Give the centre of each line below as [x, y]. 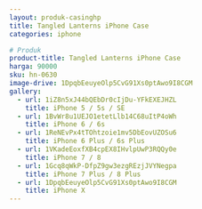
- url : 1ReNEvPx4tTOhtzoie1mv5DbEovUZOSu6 [97, 133]
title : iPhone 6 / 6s [65, 125]
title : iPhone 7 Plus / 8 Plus [83, 174]
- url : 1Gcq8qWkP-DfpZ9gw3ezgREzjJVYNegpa [97, 165]
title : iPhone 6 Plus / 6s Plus [85, 141]
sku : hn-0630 [33, 75]
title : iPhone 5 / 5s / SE [75, 108]
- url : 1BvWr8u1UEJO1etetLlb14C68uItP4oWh [97, 117]
